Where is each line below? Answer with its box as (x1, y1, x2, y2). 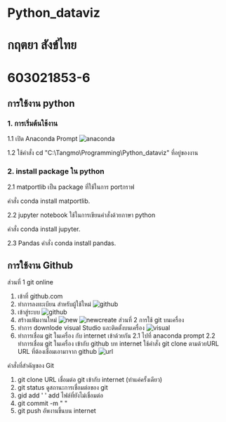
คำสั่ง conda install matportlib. (7, 197, 91, 205)
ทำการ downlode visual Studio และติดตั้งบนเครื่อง (17, 324, 145, 332)
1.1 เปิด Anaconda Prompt (7, 135, 78, 143)
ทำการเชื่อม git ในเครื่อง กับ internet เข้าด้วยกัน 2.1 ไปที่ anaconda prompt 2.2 (17, 331, 215, 340)
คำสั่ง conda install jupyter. (7, 225, 81, 233)
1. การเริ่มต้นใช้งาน (7, 118, 58, 128)
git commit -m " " (17, 399, 68, 408)
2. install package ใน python (7, 166, 105, 176)
